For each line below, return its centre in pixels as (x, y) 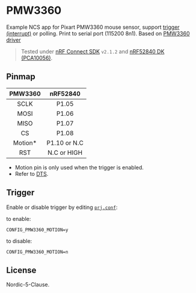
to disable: (19, 241)
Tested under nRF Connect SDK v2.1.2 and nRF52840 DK (93, 51)
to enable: (19, 219)
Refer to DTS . (32, 174)
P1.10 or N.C (65, 143)
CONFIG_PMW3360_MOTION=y (37, 230)
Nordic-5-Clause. (28, 285)
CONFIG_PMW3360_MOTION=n (37, 252)
